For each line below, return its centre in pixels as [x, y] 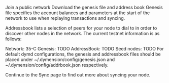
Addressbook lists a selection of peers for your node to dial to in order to [81, 28]
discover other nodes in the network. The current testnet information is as [82, 33]
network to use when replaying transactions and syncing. [65, 18]
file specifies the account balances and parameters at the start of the [78, 13]
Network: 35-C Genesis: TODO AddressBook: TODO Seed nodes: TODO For [84, 49]
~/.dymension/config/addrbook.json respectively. [57, 65]
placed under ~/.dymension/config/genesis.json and [60, 60]
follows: [13, 39]
